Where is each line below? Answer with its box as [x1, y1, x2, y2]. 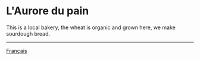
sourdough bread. [6, 30, 51, 37]
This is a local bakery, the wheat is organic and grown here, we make [6, 24, 176, 31]
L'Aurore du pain [6, 4, 89, 18]
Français [6, 47, 28, 54]
